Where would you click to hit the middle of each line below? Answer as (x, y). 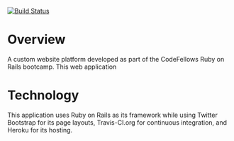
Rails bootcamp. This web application (62, 67)
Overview (37, 40)
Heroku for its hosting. (40, 130)
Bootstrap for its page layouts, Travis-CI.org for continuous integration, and (117, 122)
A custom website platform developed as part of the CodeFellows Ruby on (116, 59)
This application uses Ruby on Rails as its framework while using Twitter (112, 115)
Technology (43, 95)
